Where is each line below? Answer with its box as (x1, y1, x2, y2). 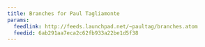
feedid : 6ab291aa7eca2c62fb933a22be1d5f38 (13, 29, 139, 37)
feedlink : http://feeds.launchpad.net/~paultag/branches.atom (13, 23, 198, 30)
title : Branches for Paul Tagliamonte (7, 10, 120, 17)
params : (7, 17, 30, 23)
